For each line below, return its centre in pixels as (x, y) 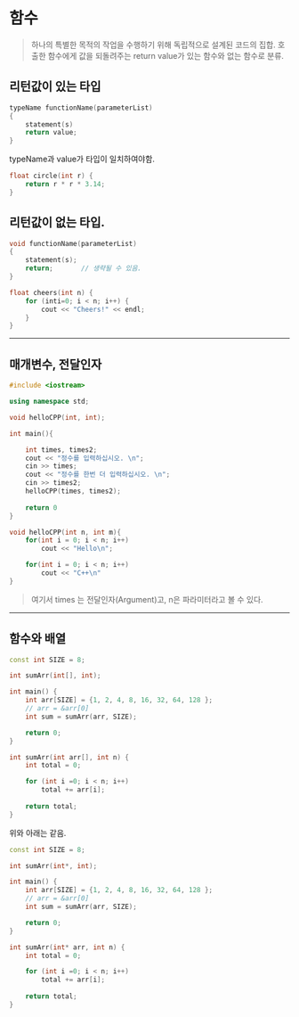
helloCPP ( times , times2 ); (73, 491)
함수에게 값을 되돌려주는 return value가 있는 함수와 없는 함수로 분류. (166, 55)
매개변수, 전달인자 (56, 364)
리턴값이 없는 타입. (57, 222)
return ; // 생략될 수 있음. (84, 268)
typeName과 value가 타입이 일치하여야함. (82, 159)
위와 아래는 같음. (38, 832)
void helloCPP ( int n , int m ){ (65, 532)
